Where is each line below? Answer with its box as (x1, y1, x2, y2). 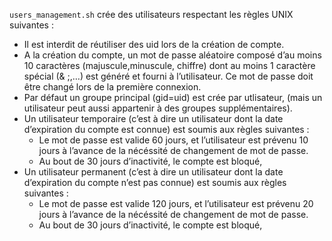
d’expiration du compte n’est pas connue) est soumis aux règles (23, 177, 287, 188)
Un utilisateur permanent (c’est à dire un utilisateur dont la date (23, 166, 284, 178)
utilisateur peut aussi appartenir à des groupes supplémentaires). (23, 102, 293, 114)
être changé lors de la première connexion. (23, 81, 202, 93)
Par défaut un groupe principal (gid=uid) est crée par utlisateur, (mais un (23, 92, 323, 103)
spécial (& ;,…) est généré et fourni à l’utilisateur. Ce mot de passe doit (23, 70, 314, 82)
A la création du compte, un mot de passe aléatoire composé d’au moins (23, 49, 322, 61)
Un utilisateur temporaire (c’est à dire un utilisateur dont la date (23, 113, 284, 124)
